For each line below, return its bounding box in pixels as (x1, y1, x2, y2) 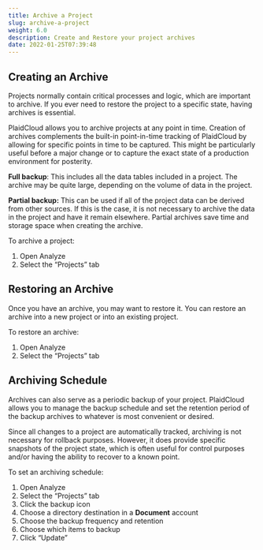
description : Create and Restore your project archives (8, 33, 195, 42)
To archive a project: (8, 236, 75, 245)
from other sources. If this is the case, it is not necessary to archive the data (8, 204, 255, 213)
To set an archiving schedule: (8, 467, 104, 477)
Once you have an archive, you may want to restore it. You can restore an (8, 303, 246, 312)
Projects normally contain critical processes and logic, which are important (8, 91, 251, 100)
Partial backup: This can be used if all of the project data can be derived (8, 195, 245, 205)
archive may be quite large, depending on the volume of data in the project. (8, 180, 253, 189)
